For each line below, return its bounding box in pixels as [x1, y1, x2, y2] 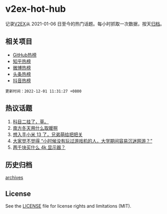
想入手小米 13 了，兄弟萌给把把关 [12, 131, 83, 138]
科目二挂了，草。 [12, 119, 49, 125]
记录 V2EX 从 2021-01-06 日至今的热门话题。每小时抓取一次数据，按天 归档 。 [5, 21, 165, 27]
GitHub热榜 [12, 52, 37, 58]
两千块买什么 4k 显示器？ [12, 144, 66, 150]
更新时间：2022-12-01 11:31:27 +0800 [5, 88, 82, 94]
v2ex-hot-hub [5, 3, 66, 15]
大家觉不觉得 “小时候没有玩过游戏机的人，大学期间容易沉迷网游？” [12, 138, 153, 144]
